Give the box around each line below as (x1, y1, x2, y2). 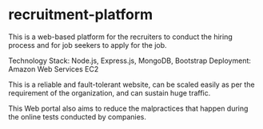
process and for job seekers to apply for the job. (8, 40, 167, 49)
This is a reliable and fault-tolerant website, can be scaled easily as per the (8, 80, 255, 89)
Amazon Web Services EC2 (8, 64, 99, 73)
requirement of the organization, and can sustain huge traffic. (8, 88, 211, 97)
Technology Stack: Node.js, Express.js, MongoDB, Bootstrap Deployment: (8, 56, 252, 65)
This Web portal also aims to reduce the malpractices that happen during (8, 104, 249, 113)
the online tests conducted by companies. (8, 111, 146, 121)
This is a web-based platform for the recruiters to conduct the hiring (8, 32, 233, 41)
